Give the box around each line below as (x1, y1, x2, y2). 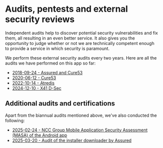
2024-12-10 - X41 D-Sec (12, 85, 62, 91)
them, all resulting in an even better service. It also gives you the (5, 35, 135, 41)
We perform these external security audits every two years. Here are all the (5, 55, 157, 61)
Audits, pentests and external (5, 3, 128, 15)
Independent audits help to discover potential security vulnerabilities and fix (5, 30, 158, 36)
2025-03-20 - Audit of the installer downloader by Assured (12, 137, 132, 143)
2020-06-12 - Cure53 (12, 75, 56, 81)
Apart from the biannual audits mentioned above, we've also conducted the (5, 112, 157, 118)
